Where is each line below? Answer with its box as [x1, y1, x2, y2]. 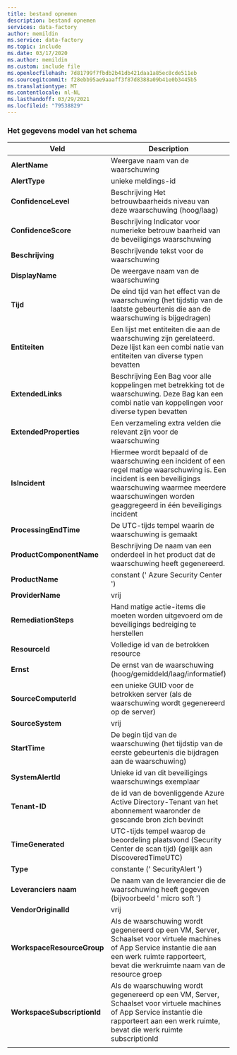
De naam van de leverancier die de [110, 876, 226, 885]
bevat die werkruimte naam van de [110, 960, 226, 970]
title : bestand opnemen [7, 10, 78, 18]
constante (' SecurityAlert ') [110, 864, 202, 874]
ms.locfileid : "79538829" [7, 102, 83, 110]
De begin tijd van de [110, 730, 178, 740]
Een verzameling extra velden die [110, 418, 221, 428]
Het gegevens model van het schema [7, 125, 138, 135]
